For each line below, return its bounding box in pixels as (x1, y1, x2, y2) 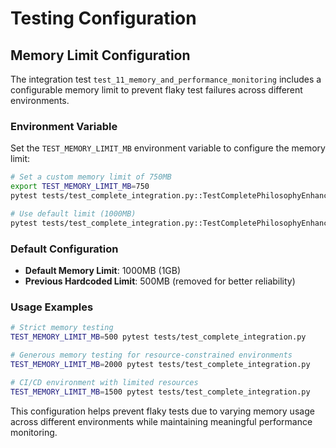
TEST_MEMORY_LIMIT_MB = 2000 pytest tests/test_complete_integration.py (10, 359, 311, 369)
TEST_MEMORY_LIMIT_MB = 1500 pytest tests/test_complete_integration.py (10, 387, 311, 397)
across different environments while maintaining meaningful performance (10, 415, 313, 427)
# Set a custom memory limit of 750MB (10, 172, 172, 182)
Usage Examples (10, 300, 94, 314)
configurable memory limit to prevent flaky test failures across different (10, 84, 303, 96)
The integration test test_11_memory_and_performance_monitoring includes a (10, 73, 322, 85)
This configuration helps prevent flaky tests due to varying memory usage (10, 405, 315, 417)
